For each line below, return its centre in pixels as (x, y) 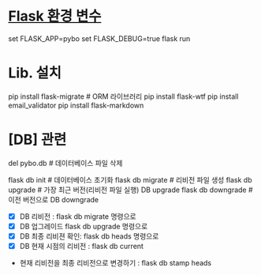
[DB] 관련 (37, 140)
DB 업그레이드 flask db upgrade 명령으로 (84, 226)
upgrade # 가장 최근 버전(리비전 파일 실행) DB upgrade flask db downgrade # (131, 190)
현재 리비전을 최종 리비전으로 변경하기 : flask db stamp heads (116, 263)
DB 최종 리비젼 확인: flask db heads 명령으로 (89, 236)
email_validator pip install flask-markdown (76, 105)
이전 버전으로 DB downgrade (54, 199)
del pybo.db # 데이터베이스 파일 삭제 (65, 163)
